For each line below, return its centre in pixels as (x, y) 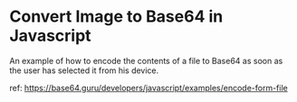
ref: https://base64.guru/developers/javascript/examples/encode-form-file (148, 88)
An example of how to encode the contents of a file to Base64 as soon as (146, 60)
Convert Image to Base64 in (116, 17)
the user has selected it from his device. (84, 70)
